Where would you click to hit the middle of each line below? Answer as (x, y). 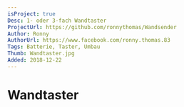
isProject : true (31, 14)
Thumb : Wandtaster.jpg (41, 54)
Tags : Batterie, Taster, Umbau (54, 47)
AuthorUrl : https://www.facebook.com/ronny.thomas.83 (89, 40)
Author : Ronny (29, 34)
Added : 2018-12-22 (35, 60)
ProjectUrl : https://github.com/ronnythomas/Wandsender (92, 27)
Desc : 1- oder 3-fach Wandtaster (57, 21)
